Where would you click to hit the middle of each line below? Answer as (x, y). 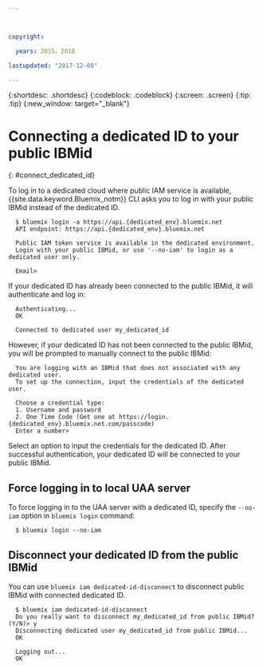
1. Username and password (59, 410)
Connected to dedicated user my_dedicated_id (92, 330)
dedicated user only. (44, 257)
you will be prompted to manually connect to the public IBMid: (110, 353)
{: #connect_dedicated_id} (52, 175)
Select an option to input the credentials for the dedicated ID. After (117, 446)
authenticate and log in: (47, 295)
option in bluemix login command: (78, 516)
